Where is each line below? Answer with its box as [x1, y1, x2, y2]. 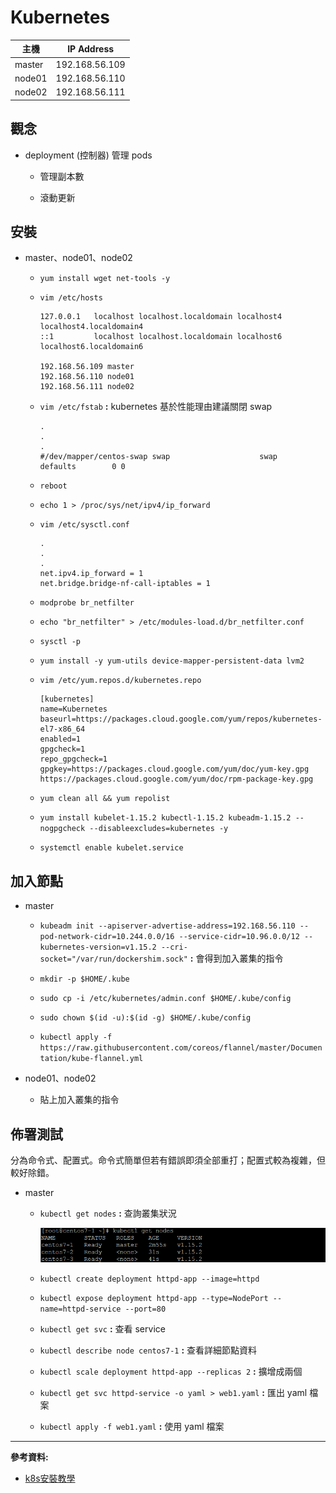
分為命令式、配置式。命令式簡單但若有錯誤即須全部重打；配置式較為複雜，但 [10, 1154, 326, 1166]
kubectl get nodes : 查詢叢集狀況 [39, 1207, 177, 1219]
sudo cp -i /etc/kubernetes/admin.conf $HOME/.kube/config [39, 994, 292, 1004]
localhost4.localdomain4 [39, 322, 144, 332]
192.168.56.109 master [39, 362, 135, 372]
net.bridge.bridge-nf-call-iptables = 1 [39, 579, 211, 589]
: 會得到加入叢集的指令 [189, 952, 284, 965]
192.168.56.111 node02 [39, 382, 135, 392]
